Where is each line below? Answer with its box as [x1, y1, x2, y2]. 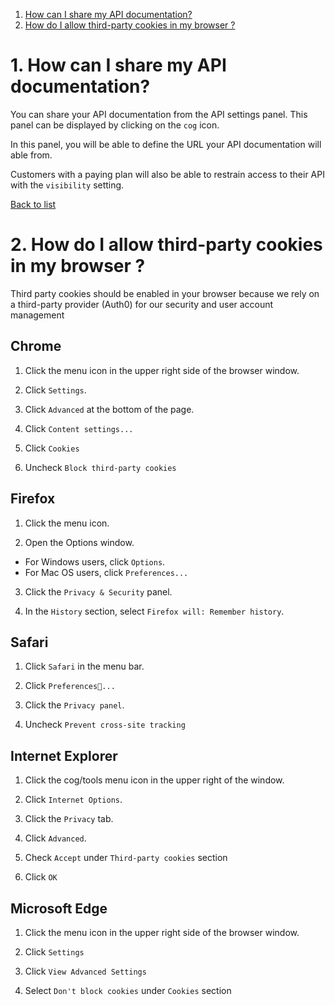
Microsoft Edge [10, 900, 108, 917]
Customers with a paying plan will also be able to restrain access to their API [10, 168, 325, 180]
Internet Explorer [10, 747, 118, 764]
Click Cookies [24, 442, 80, 454]
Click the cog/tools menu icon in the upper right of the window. [24, 774, 285, 786]
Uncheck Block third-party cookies [24, 461, 177, 473]
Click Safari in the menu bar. [24, 660, 145, 673]
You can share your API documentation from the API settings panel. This [10, 108, 308, 120]
